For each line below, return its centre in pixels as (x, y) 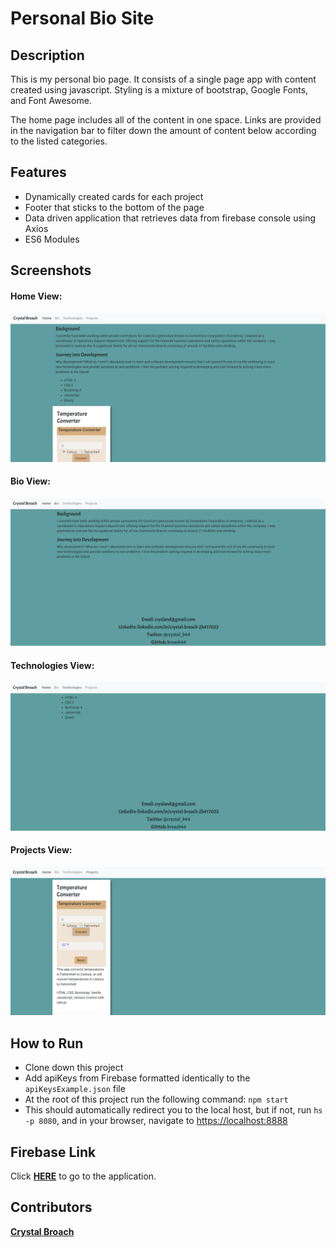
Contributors (51, 1207)
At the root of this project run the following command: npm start (156, 1099)
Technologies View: (52, 665)
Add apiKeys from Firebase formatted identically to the (137, 1078)
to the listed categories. (59, 141)
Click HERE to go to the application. (83, 1176)
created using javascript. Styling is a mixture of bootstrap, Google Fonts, (159, 90)
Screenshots (51, 270)
